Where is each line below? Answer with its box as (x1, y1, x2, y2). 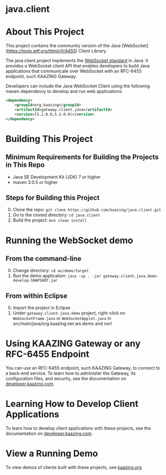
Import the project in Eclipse (12, 305, 71, 311)
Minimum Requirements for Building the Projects (5, 153, 159, 161)
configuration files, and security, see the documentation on (5, 376, 126, 382)
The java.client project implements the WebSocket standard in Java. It (5, 58, 149, 64)
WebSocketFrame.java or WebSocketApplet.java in (12, 316, 111, 321)
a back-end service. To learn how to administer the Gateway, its (5, 370, 136, 376)
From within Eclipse (5, 292, 68, 300)
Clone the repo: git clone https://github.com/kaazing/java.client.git (12, 207, 162, 213)
